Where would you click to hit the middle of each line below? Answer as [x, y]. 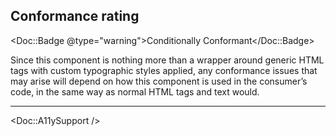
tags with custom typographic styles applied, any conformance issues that [164, 70]
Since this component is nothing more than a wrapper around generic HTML [167, 60]
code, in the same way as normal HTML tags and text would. [135, 91]
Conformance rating [75, 16]
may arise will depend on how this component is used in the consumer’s [159, 81]
